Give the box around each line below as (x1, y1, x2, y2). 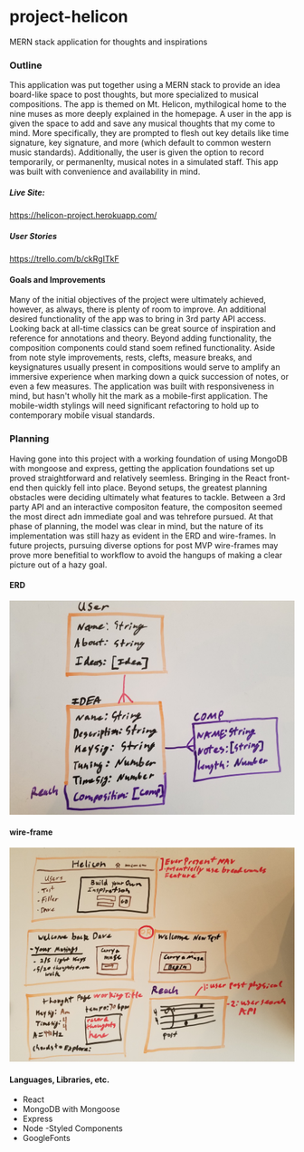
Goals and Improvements (9, 274, 106, 285)
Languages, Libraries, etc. (9, 1074, 110, 1085)
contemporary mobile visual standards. (9, 410, 156, 421)
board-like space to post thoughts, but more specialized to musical (9, 89, 260, 101)
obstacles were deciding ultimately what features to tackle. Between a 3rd (9, 491, 286, 502)
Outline (9, 59, 43, 72)
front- (268, 472, 291, 483)
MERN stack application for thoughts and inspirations (9, 36, 208, 47)
